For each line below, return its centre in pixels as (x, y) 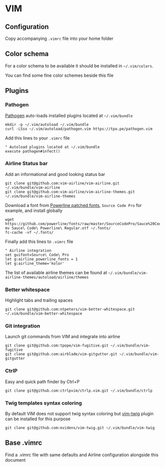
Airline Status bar (27, 164)
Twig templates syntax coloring (43, 403)
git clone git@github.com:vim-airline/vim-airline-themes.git (70, 192)
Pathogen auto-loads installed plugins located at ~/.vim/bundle (69, 116)
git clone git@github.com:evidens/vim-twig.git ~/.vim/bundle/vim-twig (80, 428)
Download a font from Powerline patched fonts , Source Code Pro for (73, 205)
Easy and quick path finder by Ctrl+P (42, 381)
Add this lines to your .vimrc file (38, 138)
